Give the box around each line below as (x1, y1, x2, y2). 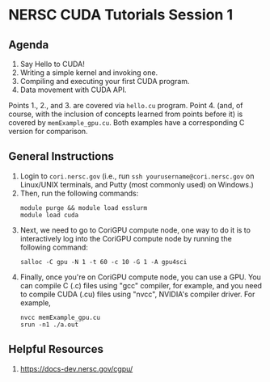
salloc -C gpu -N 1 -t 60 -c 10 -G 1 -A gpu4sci (19, 258, 188, 266)
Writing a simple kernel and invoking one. (19, 68, 158, 78)
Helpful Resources (8, 342, 103, 356)
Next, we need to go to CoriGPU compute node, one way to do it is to (19, 225, 251, 235)
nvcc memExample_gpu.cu (19, 313, 101, 321)
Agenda (8, 38, 49, 52)
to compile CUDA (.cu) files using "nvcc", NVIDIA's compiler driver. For (19, 289, 255, 299)
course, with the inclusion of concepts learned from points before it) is (8, 109, 243, 119)
